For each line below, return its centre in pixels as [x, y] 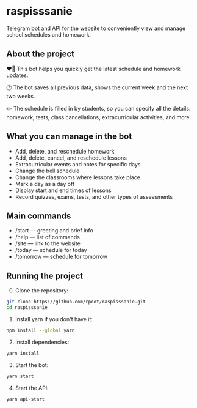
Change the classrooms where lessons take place [77, 177]
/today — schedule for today [51, 250]
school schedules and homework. [49, 34]
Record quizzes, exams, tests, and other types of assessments [94, 196]
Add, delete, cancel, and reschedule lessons [71, 158]
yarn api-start [26, 399]
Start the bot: [32, 365]
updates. [17, 75]
